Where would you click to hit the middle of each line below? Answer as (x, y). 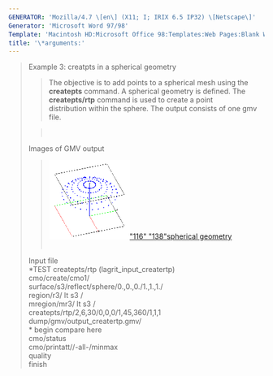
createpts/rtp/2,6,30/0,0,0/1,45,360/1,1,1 (94, 313)
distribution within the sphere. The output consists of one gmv (153, 109)
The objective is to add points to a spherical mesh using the (149, 83)
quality (40, 356)
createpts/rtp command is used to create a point (131, 100)
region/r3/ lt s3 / (56, 296)
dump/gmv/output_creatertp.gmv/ (85, 322)
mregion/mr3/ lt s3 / (62, 304)
